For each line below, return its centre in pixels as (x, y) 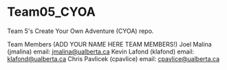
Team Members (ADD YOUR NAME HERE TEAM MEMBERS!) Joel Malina (109, 44)
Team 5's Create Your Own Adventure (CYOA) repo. (80, 31)
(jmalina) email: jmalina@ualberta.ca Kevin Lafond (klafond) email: (101, 51)
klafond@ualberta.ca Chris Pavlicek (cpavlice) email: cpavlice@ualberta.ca (113, 58)
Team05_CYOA (52, 12)
